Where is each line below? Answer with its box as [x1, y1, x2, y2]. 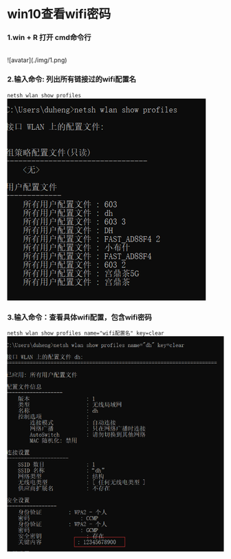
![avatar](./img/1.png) [7, 56, 67, 64]
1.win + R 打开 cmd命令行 [7, 32, 91, 42]
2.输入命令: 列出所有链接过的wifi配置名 [7, 75, 136, 84]
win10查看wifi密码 [7, 6, 111, 22]
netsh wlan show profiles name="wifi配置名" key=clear [7, 330, 164, 337]
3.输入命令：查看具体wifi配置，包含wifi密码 [7, 312, 153, 322]
